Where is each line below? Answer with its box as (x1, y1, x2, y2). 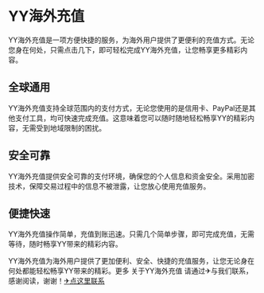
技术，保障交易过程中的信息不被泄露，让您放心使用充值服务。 (8, 181, 211, 191)
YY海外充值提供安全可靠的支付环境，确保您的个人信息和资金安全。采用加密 (8, 171, 255, 181)
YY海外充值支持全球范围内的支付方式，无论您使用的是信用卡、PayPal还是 (8, 103, 249, 112)
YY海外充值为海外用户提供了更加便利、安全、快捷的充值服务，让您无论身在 (8, 256, 255, 266)
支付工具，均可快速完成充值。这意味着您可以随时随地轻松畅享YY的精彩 (14, 113, 248, 123)
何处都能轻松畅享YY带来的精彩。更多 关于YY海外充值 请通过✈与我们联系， (8, 266, 253, 275)
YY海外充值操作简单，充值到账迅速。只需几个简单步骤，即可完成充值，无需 (8, 229, 255, 239)
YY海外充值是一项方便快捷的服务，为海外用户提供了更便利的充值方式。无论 (8, 35, 255, 45)
